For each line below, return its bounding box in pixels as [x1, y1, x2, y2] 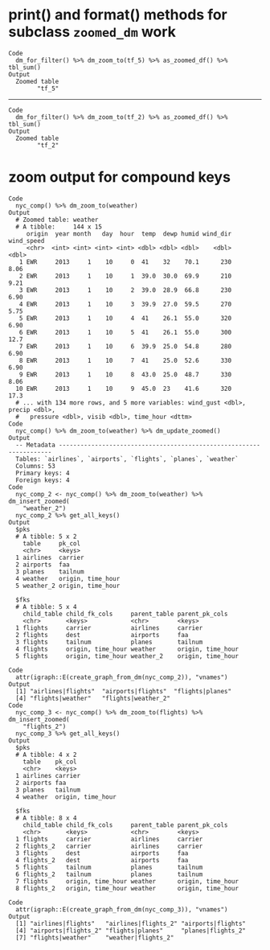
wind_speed [8, 236, 45, 245]
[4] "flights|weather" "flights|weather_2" [15, 694, 171, 702]
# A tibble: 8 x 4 [15, 814, 78, 822]
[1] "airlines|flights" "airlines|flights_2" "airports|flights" [15, 919, 247, 927]
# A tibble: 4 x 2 [15, 751, 78, 759]
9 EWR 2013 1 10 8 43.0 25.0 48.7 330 [18, 370, 231, 379]
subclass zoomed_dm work [8, 23, 177, 41]
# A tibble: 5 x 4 [15, 602, 78, 611]
